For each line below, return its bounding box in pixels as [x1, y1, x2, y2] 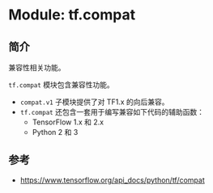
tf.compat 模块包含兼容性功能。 [8, 80, 115, 90]
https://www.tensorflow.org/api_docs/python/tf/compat [19, 175, 205, 185]
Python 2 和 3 [32, 128, 79, 136]
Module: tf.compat [8, 6, 136, 24]
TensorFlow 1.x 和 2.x [32, 117, 104, 127]
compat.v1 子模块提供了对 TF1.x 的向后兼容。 [19, 97, 169, 107]
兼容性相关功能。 [8, 63, 66, 72]
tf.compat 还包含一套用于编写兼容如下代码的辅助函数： [19, 107, 205, 116]
